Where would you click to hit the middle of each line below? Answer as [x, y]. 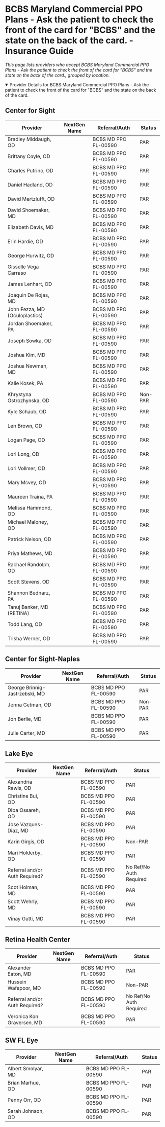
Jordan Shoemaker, [30, 323]
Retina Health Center [38, 939]
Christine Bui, [23, 796]
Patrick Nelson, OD [29, 539]
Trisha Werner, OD [29, 638]
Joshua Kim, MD [27, 355]
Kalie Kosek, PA [26, 383]
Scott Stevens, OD [29, 582]
